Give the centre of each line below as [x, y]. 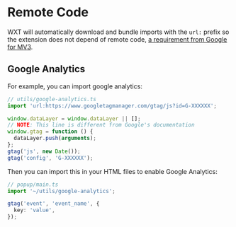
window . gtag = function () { [50, 132]
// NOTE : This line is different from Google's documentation [101, 125]
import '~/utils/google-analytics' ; [61, 191]
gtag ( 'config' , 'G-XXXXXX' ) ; [50, 158]
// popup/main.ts [33, 185]
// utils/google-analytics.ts [52, 99]
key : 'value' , [34, 210]
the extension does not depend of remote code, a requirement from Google [117, 39]
